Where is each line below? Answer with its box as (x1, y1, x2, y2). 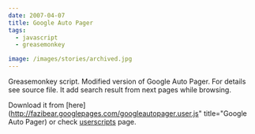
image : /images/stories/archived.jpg (8, 55, 133, 63)
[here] (66, 100, 86, 110)
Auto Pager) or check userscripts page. (8, 117, 137, 126)
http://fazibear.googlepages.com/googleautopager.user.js (10, 109, 199, 118)
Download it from (8, 100, 65, 110)
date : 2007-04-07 (8, 11, 66, 20)
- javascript (15, 33, 58, 42)
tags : (8, 26, 26, 34)
